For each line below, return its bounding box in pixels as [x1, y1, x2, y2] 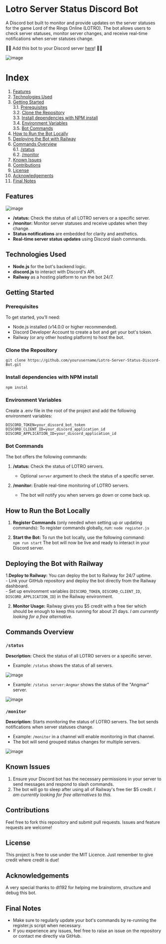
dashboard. [5, 583, 29, 589]
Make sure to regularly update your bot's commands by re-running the [12, 917, 157, 923]
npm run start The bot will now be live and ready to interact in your [12, 540, 150, 546]
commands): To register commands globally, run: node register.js [12, 525, 150, 531]
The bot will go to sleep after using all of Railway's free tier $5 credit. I [12, 786, 156, 792]
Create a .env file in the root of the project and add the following [5, 408, 136, 414]
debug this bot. [5, 890, 37, 896]
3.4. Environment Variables [12, 120, 68, 126]
